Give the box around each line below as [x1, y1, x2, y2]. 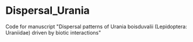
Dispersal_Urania [5, 4, 90, 17]
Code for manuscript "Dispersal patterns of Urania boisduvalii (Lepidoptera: [5, 23, 187, 30]
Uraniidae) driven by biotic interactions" [5, 29, 101, 36]
